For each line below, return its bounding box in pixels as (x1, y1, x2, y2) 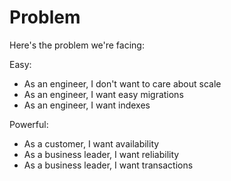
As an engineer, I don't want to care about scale (23, 77, 222, 90)
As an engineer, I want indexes (23, 99, 151, 111)
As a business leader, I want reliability (23, 148, 180, 160)
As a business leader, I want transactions (23, 159, 194, 171)
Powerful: (9, 118, 49, 130)
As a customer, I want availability (23, 137, 160, 150)
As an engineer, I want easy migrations (23, 88, 184, 100)
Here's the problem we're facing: (9, 39, 145, 51)
